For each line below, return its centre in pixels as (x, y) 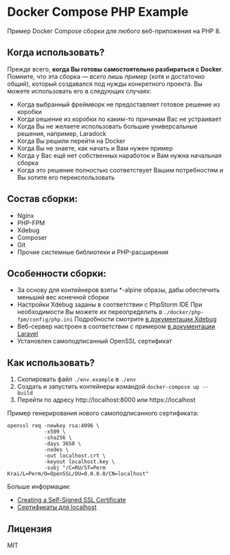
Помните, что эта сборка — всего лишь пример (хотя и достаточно (106, 76)
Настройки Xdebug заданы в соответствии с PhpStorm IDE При (110, 305)
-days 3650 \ (62, 444)
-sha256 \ (58, 438)
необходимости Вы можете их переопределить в (90, 312)
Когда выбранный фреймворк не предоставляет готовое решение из (118, 104)
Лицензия (30, 529)
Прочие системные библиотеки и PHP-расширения (93, 252)
